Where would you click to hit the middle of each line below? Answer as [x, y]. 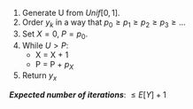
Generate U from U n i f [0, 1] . [71, 13]
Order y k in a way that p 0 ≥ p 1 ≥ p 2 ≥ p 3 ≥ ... [104, 23]
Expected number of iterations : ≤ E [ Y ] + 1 [88, 95]
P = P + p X [54, 65]
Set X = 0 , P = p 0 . [55, 35]
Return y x [39, 77]
